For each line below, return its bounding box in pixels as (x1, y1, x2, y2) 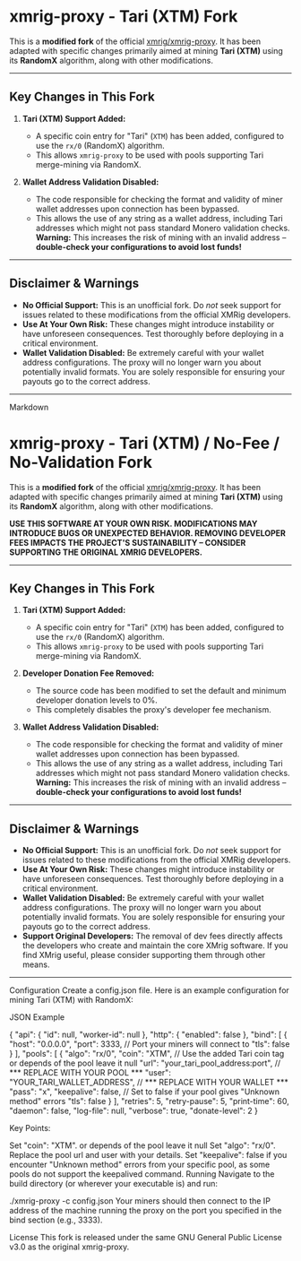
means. (21, 959, 50, 970)
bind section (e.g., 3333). (9, 1214, 103, 1225)
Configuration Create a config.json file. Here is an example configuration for (9, 985, 289, 996)
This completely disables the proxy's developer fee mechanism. (35, 704, 271, 715)
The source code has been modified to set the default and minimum (35, 686, 287, 696)
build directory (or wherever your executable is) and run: (9, 1179, 218, 1189)
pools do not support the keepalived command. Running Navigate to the (9, 1169, 275, 1179)
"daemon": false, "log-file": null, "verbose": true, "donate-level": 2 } (9, 1105, 258, 1117)
